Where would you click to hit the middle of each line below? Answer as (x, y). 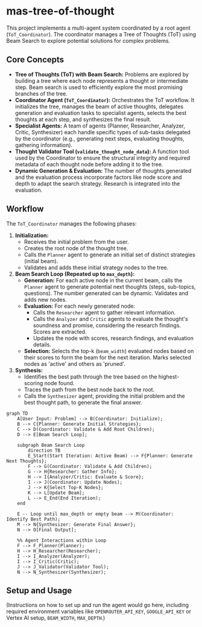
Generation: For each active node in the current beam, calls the (103, 280)
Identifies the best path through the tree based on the (90, 377)
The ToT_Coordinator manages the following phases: (71, 223)
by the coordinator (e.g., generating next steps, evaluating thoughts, (100, 138)
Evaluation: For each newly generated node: (80, 306)
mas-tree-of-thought (60, 11)
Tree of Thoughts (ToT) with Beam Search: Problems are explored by (102, 74)
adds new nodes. (46, 299)
